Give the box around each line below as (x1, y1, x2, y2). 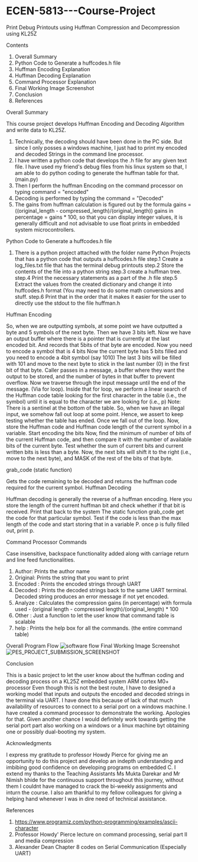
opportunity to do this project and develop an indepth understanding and (6, 757, 184, 764)
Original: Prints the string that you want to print (14, 574, 129, 581)
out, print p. (6, 526, 34, 534)
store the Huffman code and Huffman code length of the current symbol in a (6, 423, 192, 430)
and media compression (14, 837, 74, 844)
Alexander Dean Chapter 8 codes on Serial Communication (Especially (14, 843, 187, 850)
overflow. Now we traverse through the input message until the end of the (6, 379, 186, 386)
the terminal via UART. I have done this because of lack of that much (6, 697, 173, 704)
